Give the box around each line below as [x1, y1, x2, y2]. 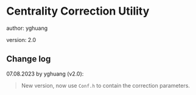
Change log [6, 54, 51, 65]
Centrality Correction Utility [6, 4, 150, 18]
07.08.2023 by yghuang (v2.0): [6, 70, 84, 77]
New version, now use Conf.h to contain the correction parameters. [21, 82, 191, 89]
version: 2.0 [6, 36, 37, 43]
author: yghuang [6, 24, 48, 32]
